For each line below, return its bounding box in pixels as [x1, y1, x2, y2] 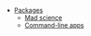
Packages [13, 6, 44, 14]
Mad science [24, 13, 62, 22]
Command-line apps [24, 21, 85, 29]
